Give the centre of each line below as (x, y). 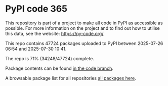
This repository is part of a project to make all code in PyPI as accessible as (84, 23)
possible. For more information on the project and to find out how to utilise (83, 28)
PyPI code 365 (36, 9)
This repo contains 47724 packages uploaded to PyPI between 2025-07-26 (84, 43)
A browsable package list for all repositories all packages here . (71, 78)
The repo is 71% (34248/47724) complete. (50, 58)
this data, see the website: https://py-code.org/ (54, 33)
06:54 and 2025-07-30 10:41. (36, 49)
